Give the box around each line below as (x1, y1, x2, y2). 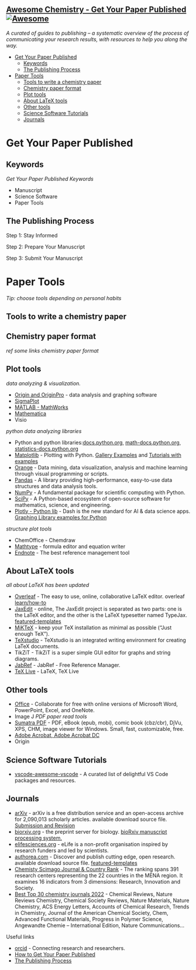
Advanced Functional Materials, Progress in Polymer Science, (14, 915, 164, 922)
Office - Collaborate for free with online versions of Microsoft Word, (14, 700, 178, 707)
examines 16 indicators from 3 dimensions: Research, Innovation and (14, 878, 180, 885)
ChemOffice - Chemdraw (14, 536, 76, 543)
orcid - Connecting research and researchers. (14, 944, 126, 951)
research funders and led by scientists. (14, 847, 109, 854)
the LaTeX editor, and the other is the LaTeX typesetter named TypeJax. (14, 612, 187, 619)
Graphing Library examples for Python (14, 513, 107, 521)
